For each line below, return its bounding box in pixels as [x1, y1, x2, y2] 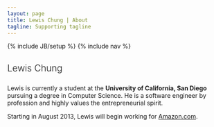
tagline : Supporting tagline [7, 23, 91, 30]
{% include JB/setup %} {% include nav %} [7, 42, 132, 51]
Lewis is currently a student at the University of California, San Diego [7, 84, 207, 92]
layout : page [7, 10, 45, 17]
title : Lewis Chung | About [7, 17, 89, 24]
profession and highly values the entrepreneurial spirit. [7, 99, 163, 107]
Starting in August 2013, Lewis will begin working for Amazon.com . [7, 112, 198, 120]
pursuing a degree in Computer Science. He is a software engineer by [7, 91, 206, 99]
